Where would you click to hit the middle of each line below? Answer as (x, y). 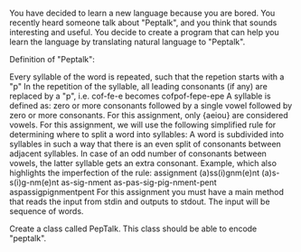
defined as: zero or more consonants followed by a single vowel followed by (151, 106)
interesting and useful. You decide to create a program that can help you (145, 32)
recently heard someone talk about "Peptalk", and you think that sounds (143, 23)
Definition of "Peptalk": (52, 59)
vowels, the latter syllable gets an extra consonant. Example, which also (143, 163)
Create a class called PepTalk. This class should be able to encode (133, 229)
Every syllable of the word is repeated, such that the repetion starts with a (147, 77)
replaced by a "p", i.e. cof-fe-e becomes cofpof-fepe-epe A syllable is (140, 96)
